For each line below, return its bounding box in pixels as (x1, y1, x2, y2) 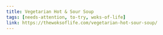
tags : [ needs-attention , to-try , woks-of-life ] (6, 14, 126, 20)
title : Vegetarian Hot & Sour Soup (6, 8, 94, 15)
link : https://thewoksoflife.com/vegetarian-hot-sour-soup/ (6, 20, 158, 26)
